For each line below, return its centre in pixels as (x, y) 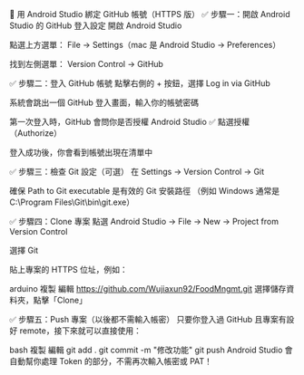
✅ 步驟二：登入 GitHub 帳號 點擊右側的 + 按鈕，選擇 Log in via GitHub (140, 83)
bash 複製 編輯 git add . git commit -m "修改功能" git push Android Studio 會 (151, 350)
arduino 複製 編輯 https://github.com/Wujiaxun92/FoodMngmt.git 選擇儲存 (148, 288)
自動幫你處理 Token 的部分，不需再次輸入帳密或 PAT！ (111, 361)
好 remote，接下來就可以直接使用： (76, 331)
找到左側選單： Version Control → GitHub (86, 64)
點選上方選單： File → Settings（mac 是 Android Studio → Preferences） (145, 45)
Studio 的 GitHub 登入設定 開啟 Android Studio (96, 25)
